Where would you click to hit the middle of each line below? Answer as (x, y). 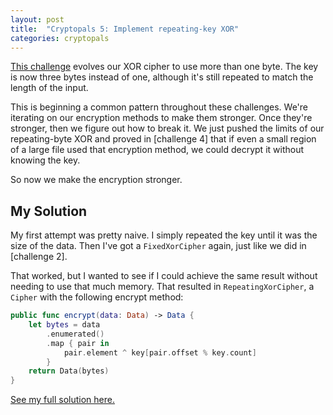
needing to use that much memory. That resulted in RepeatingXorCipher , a (162, 287)
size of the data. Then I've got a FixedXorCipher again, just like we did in (158, 246)
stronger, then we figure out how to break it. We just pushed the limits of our (167, 128)
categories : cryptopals (60, 38)
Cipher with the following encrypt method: (97, 297)
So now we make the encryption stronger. (96, 180)
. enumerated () (75, 334)
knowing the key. (45, 160)
